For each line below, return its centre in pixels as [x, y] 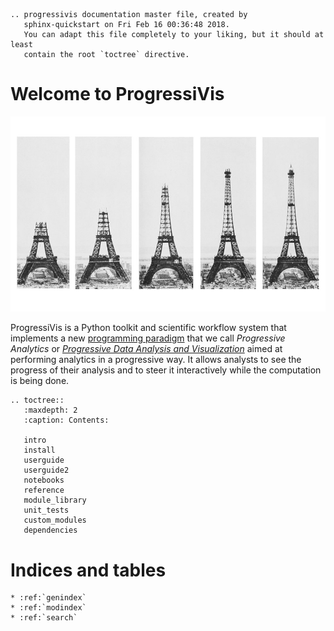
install [39, 450]
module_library [55, 500]
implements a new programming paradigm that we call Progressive [148, 338]
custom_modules [55, 520]
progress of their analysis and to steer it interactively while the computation [166, 370]
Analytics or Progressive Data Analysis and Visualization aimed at [146, 349]
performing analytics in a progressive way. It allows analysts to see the [156, 360]
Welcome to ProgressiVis [117, 94]
